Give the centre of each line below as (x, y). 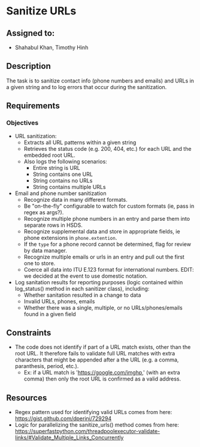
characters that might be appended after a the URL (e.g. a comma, (97, 360)
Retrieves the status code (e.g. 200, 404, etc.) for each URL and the (107, 148)
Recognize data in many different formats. (75, 199)
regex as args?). (44, 212)
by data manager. (46, 250)
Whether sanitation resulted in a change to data (82, 295)
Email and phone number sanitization (60, 193)
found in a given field (50, 314)
